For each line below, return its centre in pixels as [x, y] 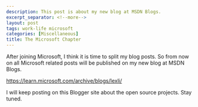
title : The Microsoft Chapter [44, 39]
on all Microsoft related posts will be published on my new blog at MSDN [95, 63]
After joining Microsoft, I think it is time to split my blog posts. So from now [98, 56]
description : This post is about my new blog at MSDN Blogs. [84, 12]
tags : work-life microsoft [40, 28]
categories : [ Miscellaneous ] [42, 34]
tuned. [14, 99]
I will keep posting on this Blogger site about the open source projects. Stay [99, 92]
